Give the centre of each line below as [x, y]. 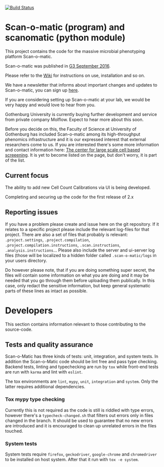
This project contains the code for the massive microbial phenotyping [75, 51]
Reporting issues [32, 212]
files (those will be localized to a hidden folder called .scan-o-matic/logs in [81, 255]
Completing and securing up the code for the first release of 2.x [69, 197]
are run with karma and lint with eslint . [44, 372]
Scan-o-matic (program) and [65, 27]
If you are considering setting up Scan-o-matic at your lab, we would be [78, 99]
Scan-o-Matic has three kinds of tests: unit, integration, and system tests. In [82, 356]
